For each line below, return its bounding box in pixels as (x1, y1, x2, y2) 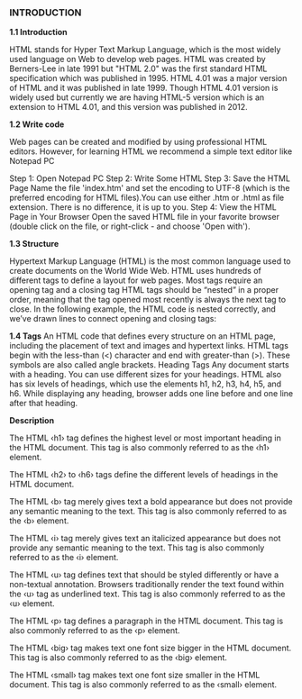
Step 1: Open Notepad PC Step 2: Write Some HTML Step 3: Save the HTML (9, 173, 291, 184)
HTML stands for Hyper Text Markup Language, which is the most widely (9, 44, 281, 55)
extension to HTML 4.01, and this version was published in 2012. (9, 102, 248, 113)
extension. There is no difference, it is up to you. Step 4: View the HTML (9, 202, 277, 213)
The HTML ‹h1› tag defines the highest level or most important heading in (9, 432, 281, 443)
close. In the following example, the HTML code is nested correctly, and (9, 304, 277, 314)
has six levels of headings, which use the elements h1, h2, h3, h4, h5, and (9, 378, 282, 389)
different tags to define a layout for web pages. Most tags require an (9, 275, 263, 286)
